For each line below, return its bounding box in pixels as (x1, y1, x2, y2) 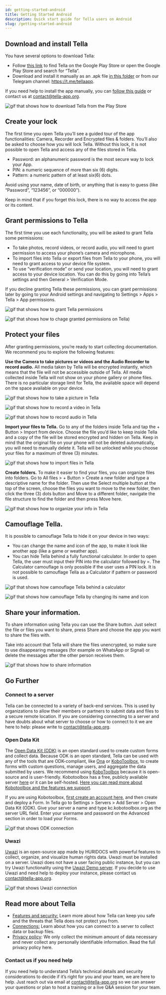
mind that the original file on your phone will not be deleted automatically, (5, 439, 155, 445)
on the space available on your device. (5, 385, 84, 391)
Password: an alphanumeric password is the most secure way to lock (12, 156, 154, 162)
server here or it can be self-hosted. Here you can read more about (5, 779, 143, 785)
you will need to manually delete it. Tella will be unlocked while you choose (5, 444, 158, 451)
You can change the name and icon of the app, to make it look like (12, 543, 148, 549)
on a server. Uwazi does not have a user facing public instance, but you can (5, 859, 160, 865)
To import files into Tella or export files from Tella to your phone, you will (12, 255, 161, 261)
